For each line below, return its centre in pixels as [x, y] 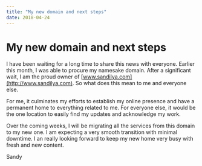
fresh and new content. [35, 145]
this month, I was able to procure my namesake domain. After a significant [99, 71]
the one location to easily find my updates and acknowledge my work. [94, 114]
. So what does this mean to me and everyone [129, 83]
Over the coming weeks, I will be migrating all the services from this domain [101, 126]
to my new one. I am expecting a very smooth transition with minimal [92, 132]
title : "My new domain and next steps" [57, 12]
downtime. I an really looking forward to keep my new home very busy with [100, 139]
